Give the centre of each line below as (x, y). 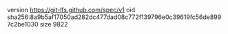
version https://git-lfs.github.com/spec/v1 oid (71, 10)
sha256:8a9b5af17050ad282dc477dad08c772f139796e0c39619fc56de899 (114, 17)
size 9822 (54, 24)
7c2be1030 (23, 24)
